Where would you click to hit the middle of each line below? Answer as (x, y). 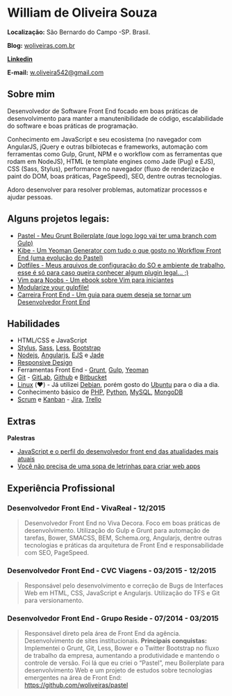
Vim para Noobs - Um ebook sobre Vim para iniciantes (96, 280)
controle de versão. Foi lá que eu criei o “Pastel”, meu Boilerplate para (124, 663)
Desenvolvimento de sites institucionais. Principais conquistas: (115, 641)
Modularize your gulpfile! (53, 287)
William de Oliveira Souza (82, 13)
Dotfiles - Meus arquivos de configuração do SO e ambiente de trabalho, (121, 265)
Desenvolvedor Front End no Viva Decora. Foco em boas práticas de (122, 523)
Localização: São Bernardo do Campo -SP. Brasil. (79, 32)
